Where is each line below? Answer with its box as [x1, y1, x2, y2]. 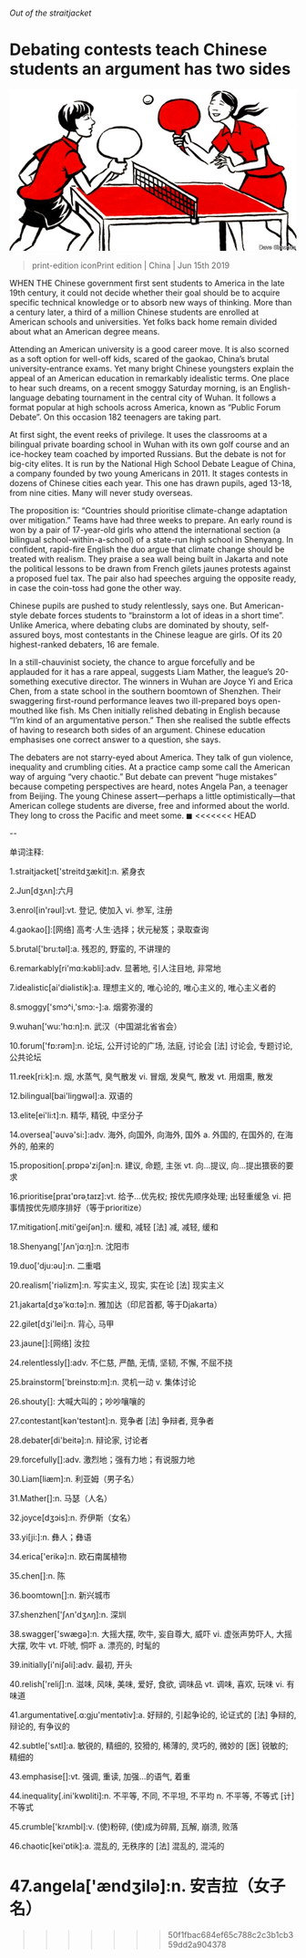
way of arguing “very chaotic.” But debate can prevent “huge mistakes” [9, 772, 278, 782]
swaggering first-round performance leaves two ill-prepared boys [9, 696, 257, 707]
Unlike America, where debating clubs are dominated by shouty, [9, 620, 250, 631]
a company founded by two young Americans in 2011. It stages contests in [9, 468, 289, 479]
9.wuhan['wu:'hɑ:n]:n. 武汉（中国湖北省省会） [9, 1021, 182, 1032]
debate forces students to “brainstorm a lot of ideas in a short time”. [29, 610, 284, 621]
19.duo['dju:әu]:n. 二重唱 [9, 1260, 102, 1271]
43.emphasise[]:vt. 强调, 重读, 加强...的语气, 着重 [9, 1771, 191, 1782]
